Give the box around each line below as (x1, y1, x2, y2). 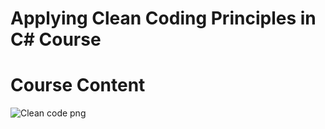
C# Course (10, 28, 102, 51)
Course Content (10, 74, 146, 97)
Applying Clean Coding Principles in (10, 7, 317, 30)
